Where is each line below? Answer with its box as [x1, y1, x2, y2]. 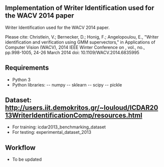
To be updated [12, 156, 42, 163]
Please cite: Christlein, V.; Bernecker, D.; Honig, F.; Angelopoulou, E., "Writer [5, 34, 159, 40]
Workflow [5, 144, 36, 152]
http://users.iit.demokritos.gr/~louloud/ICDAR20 [5, 104, 158, 112]
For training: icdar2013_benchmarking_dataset [12, 124, 106, 130]
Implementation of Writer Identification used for [5, 4, 154, 12]
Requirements [5, 63, 49, 72]
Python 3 [12, 77, 31, 83]
